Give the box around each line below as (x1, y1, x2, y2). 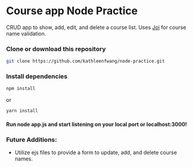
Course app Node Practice (6, 4, 138, 18)
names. (14, 155, 33, 162)
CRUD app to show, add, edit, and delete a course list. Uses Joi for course (6, 24, 187, 31)
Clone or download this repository (6, 44, 106, 53)
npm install (6, 86, 35, 92)
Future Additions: (6, 135, 57, 143)
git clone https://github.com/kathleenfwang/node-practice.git (6, 58, 165, 65)
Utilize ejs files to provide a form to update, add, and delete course (14, 149, 177, 156)
